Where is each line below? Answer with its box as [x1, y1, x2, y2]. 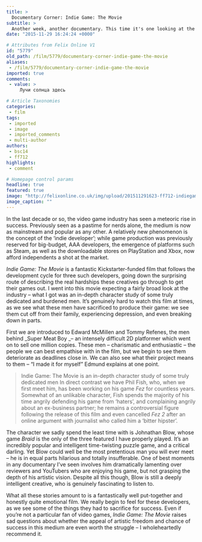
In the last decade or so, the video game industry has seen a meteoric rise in [6, 215, 197, 222]
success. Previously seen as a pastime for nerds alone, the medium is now [6, 222, 191, 229]
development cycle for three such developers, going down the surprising [6, 272, 187, 279]
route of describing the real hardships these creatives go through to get [6, 278, 183, 285]
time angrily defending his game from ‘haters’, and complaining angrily [20, 398, 196, 405]
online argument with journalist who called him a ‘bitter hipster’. [20, 417, 178, 424]
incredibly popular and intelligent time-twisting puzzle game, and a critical [6, 441, 190, 448]
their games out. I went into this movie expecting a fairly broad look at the [6, 284, 189, 292]
